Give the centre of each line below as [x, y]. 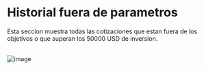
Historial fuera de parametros [92, 13]
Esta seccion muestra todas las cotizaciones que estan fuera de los [102, 31]
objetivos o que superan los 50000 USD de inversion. [82, 38]
